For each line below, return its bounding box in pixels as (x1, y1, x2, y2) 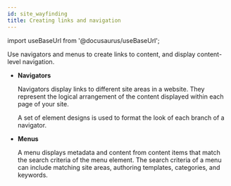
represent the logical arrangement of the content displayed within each (17, 92, 224, 101)
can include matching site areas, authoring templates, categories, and (17, 163, 220, 171)
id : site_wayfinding (7, 10, 68, 18)
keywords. (17, 170, 48, 179)
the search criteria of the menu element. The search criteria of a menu (17, 156, 222, 164)
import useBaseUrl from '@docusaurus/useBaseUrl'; (7, 36, 160, 44)
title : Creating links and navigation (7, 17, 121, 24)
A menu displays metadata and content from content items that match (17, 148, 220, 156)
